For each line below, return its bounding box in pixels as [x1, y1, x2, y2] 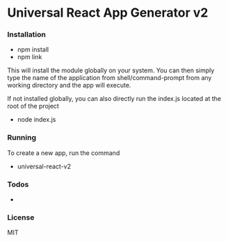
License [7, 213, 35, 222]
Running [7, 133, 37, 143]
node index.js [17, 115, 56, 124]
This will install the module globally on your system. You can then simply [7, 66, 215, 74]
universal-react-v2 [17, 162, 72, 170]
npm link [17, 53, 42, 61]
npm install [17, 45, 49, 54]
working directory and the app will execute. [7, 81, 131, 90]
